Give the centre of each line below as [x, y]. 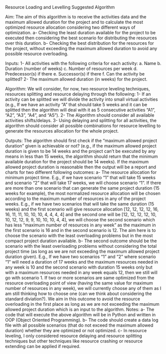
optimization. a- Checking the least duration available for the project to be [81, 33]
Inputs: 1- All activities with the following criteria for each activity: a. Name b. [83, 63]
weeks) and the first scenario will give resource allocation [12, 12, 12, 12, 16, [82, 209]
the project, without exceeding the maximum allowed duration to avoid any [81, 48]
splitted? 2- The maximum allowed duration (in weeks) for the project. [76, 79]
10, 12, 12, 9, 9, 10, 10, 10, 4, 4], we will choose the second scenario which [80, 220]
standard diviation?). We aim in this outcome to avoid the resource [73, 299]
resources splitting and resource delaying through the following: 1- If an [78, 94]
